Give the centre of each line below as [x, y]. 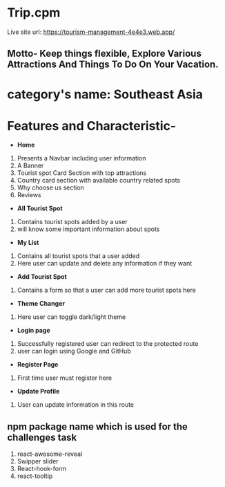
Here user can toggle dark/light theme [71, 317]
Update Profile [38, 392]
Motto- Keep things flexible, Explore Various [104, 54]
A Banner [30, 166]
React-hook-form [42, 469]
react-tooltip [35, 476]
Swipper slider [38, 461]
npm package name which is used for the [98, 426]
